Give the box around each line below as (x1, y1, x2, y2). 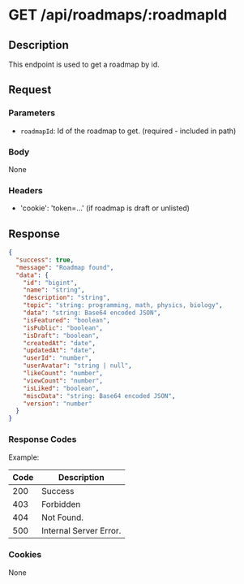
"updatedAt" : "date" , (23, 347, 96, 355)
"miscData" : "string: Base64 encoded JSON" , (23, 391, 176, 400)
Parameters (8, 107, 55, 119)
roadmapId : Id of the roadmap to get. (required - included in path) (19, 126, 237, 136)
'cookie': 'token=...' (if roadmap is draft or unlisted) (19, 203, 190, 213)
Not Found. (41, 512, 83, 523)
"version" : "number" (23, 400, 92, 408)
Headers (8, 184, 43, 196)
